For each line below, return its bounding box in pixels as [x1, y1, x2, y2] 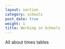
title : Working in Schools [5, 26, 61, 31]
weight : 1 [5, 21, 26, 26]
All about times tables [5, 39, 49, 45]
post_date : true [5, 16, 38, 21]
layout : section [5, 7, 38, 12]
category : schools [5, 12, 43, 17]
